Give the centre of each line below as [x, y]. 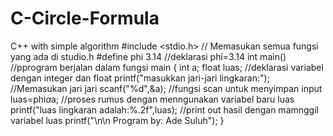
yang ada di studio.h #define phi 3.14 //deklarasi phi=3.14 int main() [148, 56]
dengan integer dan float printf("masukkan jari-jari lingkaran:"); [140, 78]
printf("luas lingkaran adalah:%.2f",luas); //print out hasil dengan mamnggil [164, 109]
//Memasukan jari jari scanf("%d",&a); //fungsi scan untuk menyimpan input [166, 88]
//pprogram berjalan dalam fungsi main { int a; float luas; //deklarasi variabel [167, 67]
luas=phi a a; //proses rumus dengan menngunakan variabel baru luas [152, 99]
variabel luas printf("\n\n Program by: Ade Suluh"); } [117, 120]
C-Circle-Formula [85, 18]
